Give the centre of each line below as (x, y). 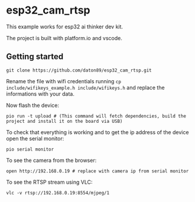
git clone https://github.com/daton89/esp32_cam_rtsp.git (79, 70)
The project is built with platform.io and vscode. (64, 38)
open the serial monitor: (35, 138)
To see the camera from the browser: (51, 160)
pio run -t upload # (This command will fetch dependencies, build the (96, 116)
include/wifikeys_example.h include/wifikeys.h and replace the (85, 87)
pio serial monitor (30, 149)
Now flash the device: (32, 105)
